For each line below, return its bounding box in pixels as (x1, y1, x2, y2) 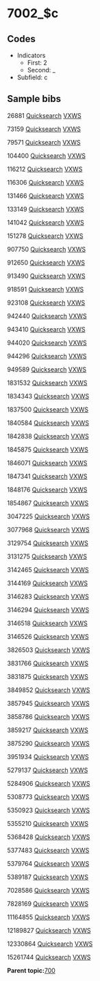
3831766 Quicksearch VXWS (7, 659, 89, 667)
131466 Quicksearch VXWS (7, 192, 84, 200)
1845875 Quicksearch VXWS (7, 445, 89, 454)
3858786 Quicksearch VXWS (7, 712, 90, 720)
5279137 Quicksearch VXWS (7, 766, 88, 774)
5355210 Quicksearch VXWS (7, 819, 89, 827)
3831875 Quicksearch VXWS (7, 672, 89, 680)
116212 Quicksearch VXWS (7, 165, 83, 173)
